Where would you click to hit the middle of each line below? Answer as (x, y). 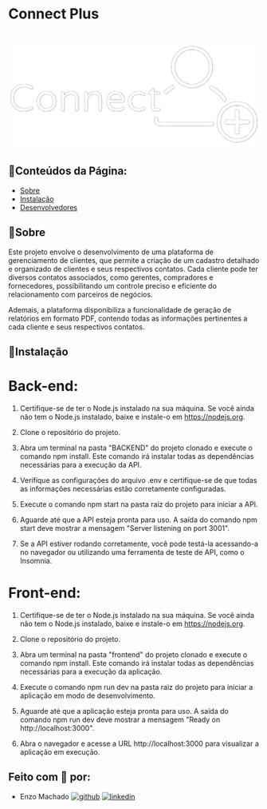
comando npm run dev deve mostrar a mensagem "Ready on (120, 719)
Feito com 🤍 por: (50, 777)
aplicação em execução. (60, 751)
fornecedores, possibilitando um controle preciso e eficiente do (113, 285)
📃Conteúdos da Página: (68, 171)
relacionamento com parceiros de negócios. (80, 294)
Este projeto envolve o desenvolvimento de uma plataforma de (111, 252)
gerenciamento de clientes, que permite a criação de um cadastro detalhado (134, 260)
